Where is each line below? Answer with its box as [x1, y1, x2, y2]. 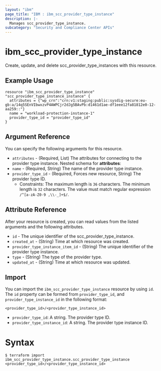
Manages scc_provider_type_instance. [9, 21, 86, 26]
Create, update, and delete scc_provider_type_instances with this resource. [5, 62, 157, 68]
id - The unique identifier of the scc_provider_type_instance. [12, 233, 135, 239]
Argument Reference [5, 133, 70, 141]
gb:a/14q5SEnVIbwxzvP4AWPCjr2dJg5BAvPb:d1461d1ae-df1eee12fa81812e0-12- [5, 102, 156, 107]
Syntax [5, 337, 35, 348]
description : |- [5, 16, 38, 21]
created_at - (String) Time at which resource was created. [12, 238, 130, 244]
